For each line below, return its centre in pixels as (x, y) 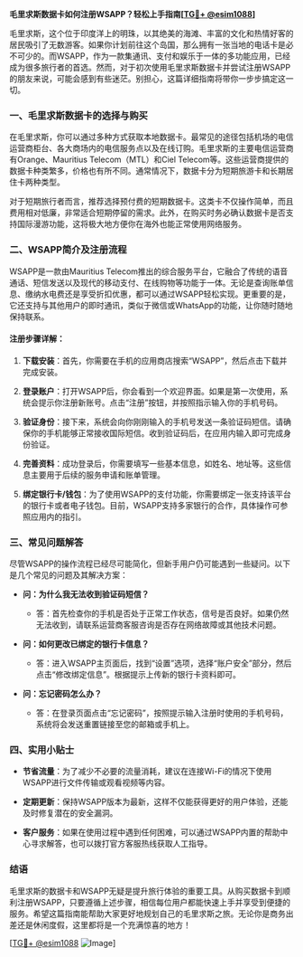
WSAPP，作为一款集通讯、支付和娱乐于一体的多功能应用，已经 (174, 56)
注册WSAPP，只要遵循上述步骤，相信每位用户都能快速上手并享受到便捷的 (154, 902)
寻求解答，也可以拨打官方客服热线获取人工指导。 (121, 844)
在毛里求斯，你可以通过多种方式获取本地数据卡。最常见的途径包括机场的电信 (151, 137)
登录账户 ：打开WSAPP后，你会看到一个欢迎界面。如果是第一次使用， (151, 391)
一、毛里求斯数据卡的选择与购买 (79, 115)
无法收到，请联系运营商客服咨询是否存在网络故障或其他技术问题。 (158, 625)
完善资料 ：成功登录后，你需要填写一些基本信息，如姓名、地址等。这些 (153, 463)
